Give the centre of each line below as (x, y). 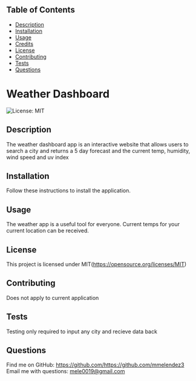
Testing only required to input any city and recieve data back (82, 331)
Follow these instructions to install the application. (69, 190)
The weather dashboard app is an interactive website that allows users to (97, 144)
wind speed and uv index (38, 157)
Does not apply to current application (53, 298)
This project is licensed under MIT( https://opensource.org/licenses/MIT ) (96, 264)
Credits (24, 44)
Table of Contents (41, 10)
